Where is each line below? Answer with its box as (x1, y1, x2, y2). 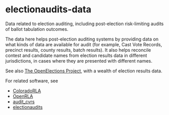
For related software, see (5, 78, 58, 84)
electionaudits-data (5, 4, 92, 15)
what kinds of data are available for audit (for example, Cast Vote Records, (5, 41, 162, 47)
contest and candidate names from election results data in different (5, 52, 147, 59)
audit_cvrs (12, 99, 35, 105)
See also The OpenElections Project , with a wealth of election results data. (5, 68, 162, 74)
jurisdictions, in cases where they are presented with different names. (5, 57, 153, 64)
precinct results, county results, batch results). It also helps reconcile (5, 47, 151, 53)
